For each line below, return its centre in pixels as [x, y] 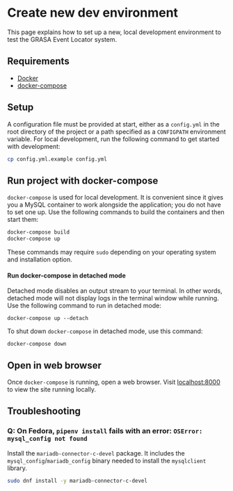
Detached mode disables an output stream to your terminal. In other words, [115, 291]
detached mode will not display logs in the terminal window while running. [113, 298]
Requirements [38, 62]
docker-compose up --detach [48, 319]
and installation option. [40, 259]
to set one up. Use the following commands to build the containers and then [116, 212]
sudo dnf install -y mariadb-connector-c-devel [78, 481]
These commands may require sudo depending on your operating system [112, 252]
